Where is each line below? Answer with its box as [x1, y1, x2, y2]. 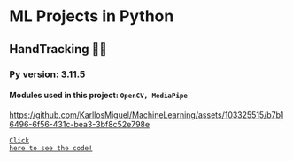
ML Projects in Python [9, 6, 174, 27]
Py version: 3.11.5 [9, 68, 86, 80]
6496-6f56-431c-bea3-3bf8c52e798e [9, 119, 150, 129]
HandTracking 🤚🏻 [9, 42, 108, 57]
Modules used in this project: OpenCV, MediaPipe [9, 90, 189, 101]
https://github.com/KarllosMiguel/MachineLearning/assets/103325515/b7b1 [9, 109, 284, 120]
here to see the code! [9, 143, 93, 152]
